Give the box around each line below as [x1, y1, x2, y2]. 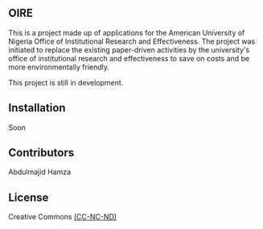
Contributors [8, 146, 75, 160]
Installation [8, 101, 66, 115]
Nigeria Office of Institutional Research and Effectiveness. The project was [8, 36, 256, 46]
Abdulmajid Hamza [8, 167, 72, 177]
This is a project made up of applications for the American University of [8, 27, 245, 37]
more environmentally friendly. [8, 62, 110, 72]
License [8, 190, 49, 204]
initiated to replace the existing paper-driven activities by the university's [8, 44, 250, 55]
